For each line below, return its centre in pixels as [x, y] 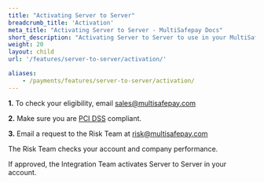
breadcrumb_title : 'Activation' [61, 23]
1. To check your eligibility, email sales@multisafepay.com [102, 103]
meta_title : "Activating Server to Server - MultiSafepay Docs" [115, 30]
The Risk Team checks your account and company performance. [113, 148]
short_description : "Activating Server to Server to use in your [117, 37]
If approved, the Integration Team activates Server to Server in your [117, 164]
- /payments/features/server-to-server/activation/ [108, 81]
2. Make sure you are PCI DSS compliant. [75, 118]
